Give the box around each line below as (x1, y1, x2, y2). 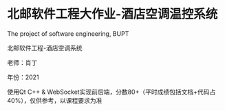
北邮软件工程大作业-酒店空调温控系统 (7, 6, 218, 22)
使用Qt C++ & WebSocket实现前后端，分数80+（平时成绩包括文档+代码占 (7, 88, 216, 96)
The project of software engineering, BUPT (7, 29, 129, 38)
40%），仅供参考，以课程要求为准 (7, 96, 103, 104)
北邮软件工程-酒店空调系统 (7, 43, 83, 52)
